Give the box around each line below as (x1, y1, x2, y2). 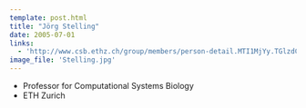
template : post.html (9, 13, 88, 23)
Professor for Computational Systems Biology (22, 81, 194, 91)
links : (9, 38, 35, 48)
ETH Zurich (22, 90, 66, 101)
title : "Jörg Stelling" (9, 22, 100, 31)
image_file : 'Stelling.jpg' (9, 55, 117, 64)
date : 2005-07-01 (9, 30, 76, 39)
